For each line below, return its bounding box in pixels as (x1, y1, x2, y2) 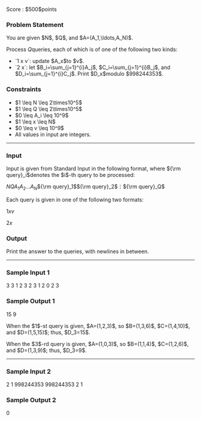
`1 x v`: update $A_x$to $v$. (14, 58, 85, 65)
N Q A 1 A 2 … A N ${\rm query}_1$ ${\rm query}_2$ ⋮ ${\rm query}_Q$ (6, 183, 165, 191)
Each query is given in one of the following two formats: (6, 196, 144, 203)
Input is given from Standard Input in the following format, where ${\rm (6, 165, 181, 172)
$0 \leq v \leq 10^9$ (14, 124, 65, 131)
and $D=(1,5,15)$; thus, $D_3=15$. (6, 329, 91, 336)
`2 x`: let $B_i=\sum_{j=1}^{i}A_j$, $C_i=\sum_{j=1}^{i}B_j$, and (14, 64, 170, 71)
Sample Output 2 (6, 396, 56, 404)
